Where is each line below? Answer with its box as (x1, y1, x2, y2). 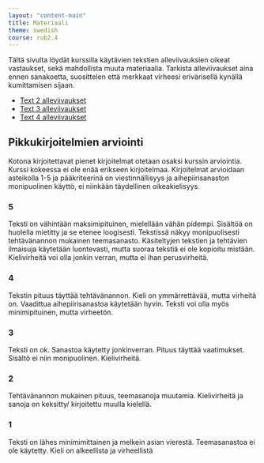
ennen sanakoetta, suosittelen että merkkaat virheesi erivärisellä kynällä (8, 72, 243, 81)
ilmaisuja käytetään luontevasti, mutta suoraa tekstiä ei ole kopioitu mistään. (8, 244, 255, 254)
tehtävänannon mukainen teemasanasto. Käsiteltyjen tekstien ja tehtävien (8, 236, 247, 246)
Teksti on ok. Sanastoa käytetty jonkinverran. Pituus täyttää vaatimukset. (8, 344, 245, 354)
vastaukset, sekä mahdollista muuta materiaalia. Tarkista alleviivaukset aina (8, 64, 254, 73)
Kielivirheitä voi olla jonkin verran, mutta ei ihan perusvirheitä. (8, 253, 209, 262)
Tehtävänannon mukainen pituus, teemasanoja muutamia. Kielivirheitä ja (8, 391, 243, 401)
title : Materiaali (8, 19, 69, 27)
